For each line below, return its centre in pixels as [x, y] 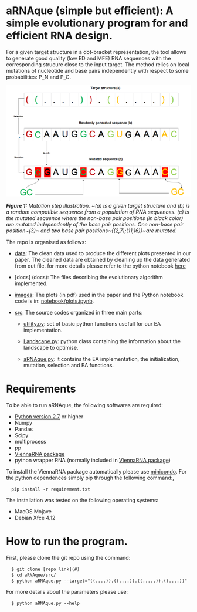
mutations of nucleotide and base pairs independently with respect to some [97, 70]
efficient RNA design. [60, 36]
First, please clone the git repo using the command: [68, 558]
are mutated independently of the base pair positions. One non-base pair [95, 225]
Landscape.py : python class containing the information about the [102, 341]
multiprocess [30, 442]
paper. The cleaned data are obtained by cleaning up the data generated [102, 260]
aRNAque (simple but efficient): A [90, 11]
